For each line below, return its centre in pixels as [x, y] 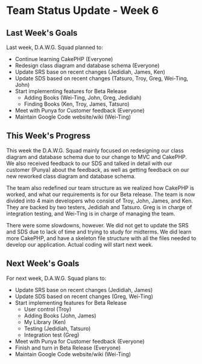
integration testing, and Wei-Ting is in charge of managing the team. [91, 213]
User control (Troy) [48, 309]
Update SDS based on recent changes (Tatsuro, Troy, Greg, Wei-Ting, [102, 78]
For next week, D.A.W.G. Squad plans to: [56, 278]
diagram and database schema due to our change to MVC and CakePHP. [96, 157]
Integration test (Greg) [52, 335]
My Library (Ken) [45, 322]
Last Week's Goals [42, 33]
